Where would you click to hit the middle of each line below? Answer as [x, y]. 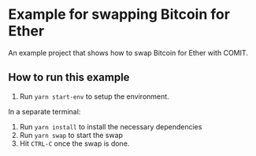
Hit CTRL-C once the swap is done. [74, 143]
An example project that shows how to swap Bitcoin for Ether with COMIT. [128, 53]
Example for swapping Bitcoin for [119, 15]
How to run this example [69, 77]
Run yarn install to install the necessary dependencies [111, 126]
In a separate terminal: [45, 111]
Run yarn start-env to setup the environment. [94, 96]
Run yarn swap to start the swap [71, 135]
